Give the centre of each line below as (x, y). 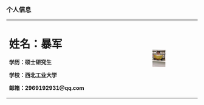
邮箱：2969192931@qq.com (46, 88)
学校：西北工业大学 (33, 75)
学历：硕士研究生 (30, 62)
